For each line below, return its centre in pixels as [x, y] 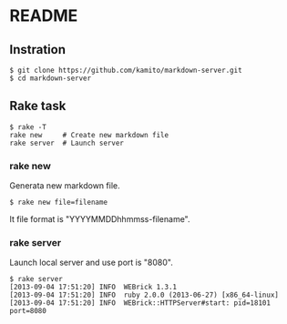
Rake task [38, 106]
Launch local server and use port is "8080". [91, 263]
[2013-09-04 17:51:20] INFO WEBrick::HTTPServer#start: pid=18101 [140, 303]
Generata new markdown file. [65, 186]
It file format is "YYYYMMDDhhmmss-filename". [100, 219]
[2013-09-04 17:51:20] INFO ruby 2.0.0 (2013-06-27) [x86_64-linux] [144, 295]
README [44, 16]
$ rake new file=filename [58, 202]
